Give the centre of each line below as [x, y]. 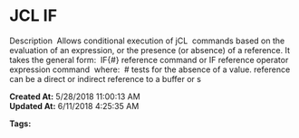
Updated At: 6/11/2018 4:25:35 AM [74, 106]
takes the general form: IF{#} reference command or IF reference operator [149, 60]
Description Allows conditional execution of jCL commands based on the [147, 41]
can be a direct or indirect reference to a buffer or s [106, 78]
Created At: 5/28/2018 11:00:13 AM [75, 97]
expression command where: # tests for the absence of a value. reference [150, 69]
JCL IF [33, 16]
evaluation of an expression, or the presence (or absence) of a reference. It [150, 50]
